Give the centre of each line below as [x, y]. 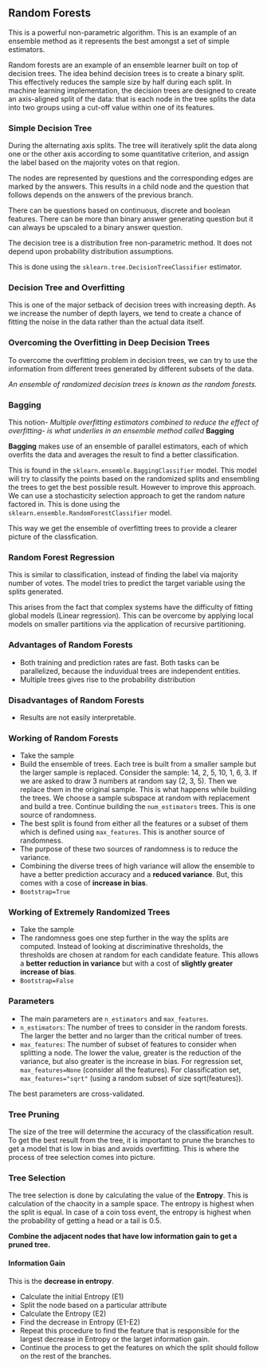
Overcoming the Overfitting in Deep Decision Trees [109, 343]
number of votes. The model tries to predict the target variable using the [127, 584]
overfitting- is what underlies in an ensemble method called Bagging [122, 430]
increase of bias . [48, 972]
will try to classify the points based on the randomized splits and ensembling [134, 478]
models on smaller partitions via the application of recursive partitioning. [127, 624]
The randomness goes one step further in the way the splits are [124, 938]
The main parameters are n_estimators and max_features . [114, 1018]
